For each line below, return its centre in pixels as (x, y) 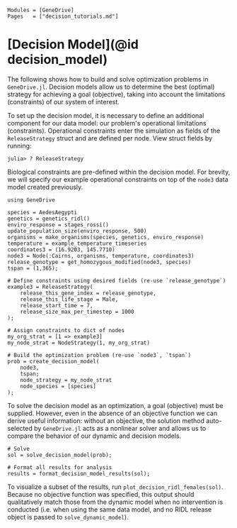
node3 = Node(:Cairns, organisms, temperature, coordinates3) (101, 255)
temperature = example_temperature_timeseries (77, 243)
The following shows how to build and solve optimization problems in (108, 79)
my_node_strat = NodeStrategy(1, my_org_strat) (79, 343)
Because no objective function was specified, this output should (101, 494)
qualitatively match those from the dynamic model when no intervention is (115, 502)
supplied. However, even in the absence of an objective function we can (112, 413)
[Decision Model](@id (73, 44)
